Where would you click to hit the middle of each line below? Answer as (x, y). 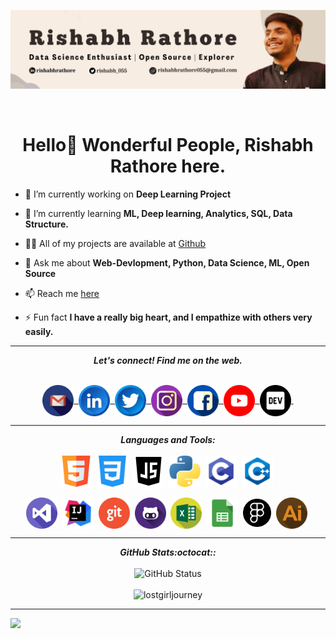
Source (40, 273)
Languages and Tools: (168, 439)
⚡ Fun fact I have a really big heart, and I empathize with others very (168, 317)
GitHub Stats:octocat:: (168, 552)
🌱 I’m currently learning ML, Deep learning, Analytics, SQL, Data (158, 213)
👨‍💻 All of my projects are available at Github (115, 243)
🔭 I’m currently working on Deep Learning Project (128, 194)
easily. (39, 331)
